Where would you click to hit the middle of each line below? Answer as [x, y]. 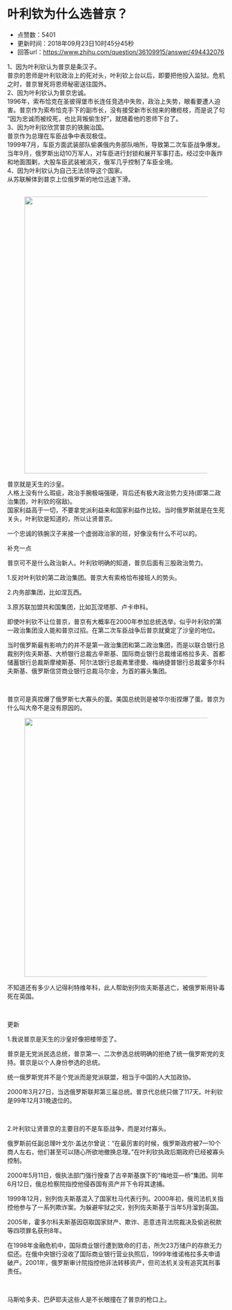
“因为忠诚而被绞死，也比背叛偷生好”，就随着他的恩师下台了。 [95, 118]
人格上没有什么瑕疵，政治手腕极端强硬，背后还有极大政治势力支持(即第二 [111, 493]
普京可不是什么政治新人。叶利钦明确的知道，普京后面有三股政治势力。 [107, 563]
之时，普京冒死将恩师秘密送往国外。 [59, 84]
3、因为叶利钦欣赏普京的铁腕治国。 [58, 127]
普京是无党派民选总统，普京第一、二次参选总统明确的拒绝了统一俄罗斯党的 [113, 1053]
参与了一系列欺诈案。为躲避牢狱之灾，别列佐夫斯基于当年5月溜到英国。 [121, 1207]
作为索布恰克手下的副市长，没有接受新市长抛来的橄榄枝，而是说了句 [128, 110]
